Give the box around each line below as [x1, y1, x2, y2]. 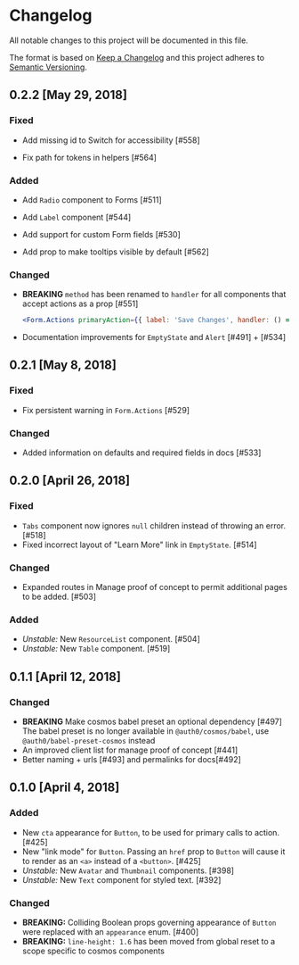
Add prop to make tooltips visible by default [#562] [21, 246, 209, 257]
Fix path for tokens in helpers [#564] [21, 152, 158, 162]
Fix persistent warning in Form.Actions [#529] [21, 404, 190, 415]
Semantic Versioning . [9, 62, 87, 72]
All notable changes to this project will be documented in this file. [9, 35, 249, 46]
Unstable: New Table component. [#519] [21, 644, 171, 654]
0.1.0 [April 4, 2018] [9, 780, 120, 795]
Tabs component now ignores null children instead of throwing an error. [21, 520, 287, 531]
